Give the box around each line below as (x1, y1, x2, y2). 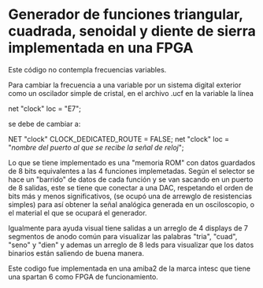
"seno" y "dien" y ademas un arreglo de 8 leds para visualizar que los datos (8, 240, 254, 249)
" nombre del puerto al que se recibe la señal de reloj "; (8, 142, 184, 152)
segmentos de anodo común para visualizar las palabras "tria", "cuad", (8, 231, 238, 241)
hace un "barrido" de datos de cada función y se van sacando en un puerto (8, 175, 254, 184)
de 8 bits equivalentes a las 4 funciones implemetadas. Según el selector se (8, 166, 255, 175)
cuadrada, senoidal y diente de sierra (8, 22, 256, 40)
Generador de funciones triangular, (8, 6, 243, 24)
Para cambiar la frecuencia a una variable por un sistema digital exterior (8, 80, 242, 90)
